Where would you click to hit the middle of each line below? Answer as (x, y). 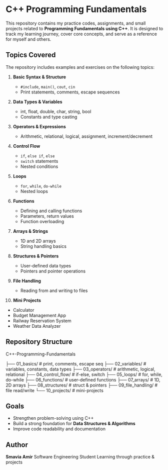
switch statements (39, 161)
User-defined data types (46, 265)
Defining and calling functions (51, 211)
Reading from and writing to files (54, 291)
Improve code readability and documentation (59, 429)
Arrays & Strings (30, 231)
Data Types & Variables (37, 102)
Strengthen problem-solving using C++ (53, 418)
